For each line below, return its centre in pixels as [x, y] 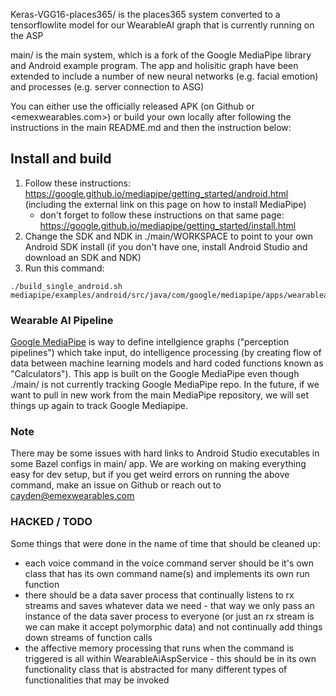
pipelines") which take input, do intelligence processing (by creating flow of [166, 353]
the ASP [27, 35]
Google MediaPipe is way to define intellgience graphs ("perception [150, 342]
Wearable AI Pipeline [62, 320]
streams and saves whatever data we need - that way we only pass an [169, 605]
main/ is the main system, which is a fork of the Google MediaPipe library [161, 55]
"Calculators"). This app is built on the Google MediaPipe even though [155, 374]
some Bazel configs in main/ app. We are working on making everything [158, 464]
